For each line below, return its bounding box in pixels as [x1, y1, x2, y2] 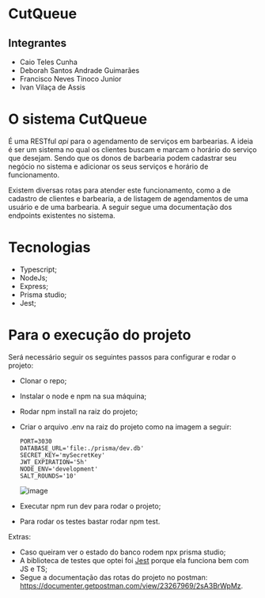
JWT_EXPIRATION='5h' [19, 458, 88, 466]
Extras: [8, 531, 32, 541]
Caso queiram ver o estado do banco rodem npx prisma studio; [19, 547, 226, 557]
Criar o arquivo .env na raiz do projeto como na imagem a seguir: [19, 421, 232, 432]
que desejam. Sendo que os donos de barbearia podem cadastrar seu [8, 153, 237, 162]
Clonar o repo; [19, 375, 67, 385]
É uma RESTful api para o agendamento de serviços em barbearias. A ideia [8, 136, 253, 146]
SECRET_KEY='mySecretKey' [19, 451, 105, 459]
